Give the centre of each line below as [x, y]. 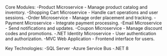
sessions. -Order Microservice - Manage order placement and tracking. [79, 18]
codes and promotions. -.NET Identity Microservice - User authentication [81, 33]
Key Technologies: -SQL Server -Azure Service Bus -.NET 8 [67, 48]
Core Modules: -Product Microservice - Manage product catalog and [76, 7]
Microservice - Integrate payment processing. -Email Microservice [93, 23]
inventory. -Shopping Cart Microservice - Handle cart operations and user [82, 12]
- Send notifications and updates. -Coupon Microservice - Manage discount [84, 28]
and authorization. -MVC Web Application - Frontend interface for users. [80, 39]
